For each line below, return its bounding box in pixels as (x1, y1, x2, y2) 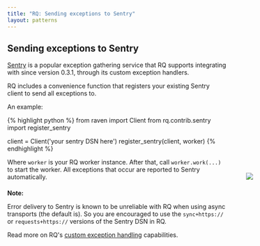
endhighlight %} (7, 144, 54, 153)
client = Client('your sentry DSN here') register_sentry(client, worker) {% (7, 137, 216, 146)
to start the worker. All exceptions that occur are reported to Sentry (7, 165, 200, 174)
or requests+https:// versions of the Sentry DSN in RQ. (7, 217, 167, 226)
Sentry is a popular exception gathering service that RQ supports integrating (7, 61, 227, 70)
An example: (7, 102, 43, 112)
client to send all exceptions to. (7, 89, 97, 98)
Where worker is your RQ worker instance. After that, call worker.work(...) (7, 158, 222, 167)
